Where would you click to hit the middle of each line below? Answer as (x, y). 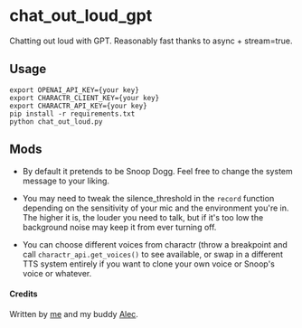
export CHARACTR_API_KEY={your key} (78, 106)
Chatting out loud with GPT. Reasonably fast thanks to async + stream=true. (151, 41)
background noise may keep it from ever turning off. (119, 227)
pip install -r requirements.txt (72, 114)
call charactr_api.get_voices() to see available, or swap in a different (152, 254)
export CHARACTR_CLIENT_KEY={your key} (85, 98)
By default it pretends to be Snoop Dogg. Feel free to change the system (157, 171)
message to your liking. (66, 181)
